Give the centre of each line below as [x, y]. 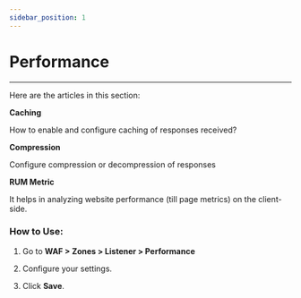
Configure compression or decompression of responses [113, 164]
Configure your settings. [67, 268]
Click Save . [43, 285]
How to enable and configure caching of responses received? [123, 130]
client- [270, 199]
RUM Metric [32, 182]
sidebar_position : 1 [48, 17]
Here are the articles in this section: [75, 95]
